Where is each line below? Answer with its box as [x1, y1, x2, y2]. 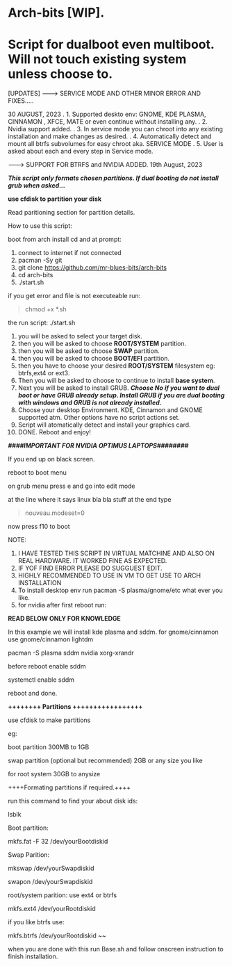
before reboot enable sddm [8, 662, 86, 671]
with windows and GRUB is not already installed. [17, 398, 162, 407]
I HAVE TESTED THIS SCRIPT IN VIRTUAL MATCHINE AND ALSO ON [17, 549, 215, 557]
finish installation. [8, 952, 58, 960]
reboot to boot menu [8, 468, 67, 477]
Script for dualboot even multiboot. [8, 37, 215, 53]
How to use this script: [8, 222, 72, 230]
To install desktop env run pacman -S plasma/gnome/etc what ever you [17, 586, 223, 595]
